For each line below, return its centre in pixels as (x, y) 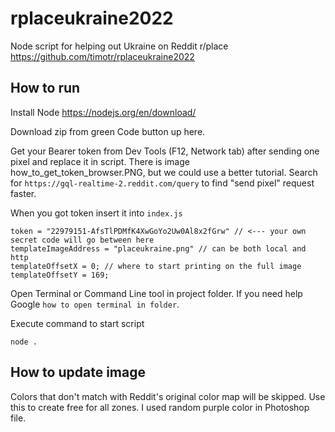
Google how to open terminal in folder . (95, 304)
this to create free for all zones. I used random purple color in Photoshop (160, 407)
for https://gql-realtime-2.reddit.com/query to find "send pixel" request (162, 183)
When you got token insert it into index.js (96, 213)
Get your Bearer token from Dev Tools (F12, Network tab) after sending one (165, 151)
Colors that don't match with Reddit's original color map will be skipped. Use (168, 396)
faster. (23, 193)
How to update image (78, 372)
